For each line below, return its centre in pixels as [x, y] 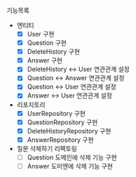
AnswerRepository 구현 [60, 140]
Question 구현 [47, 43]
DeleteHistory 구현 [54, 52]
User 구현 [41, 34]
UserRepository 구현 [56, 113]
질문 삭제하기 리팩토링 [47, 148]
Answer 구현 [45, 60]
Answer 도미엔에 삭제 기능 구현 [70, 166]
